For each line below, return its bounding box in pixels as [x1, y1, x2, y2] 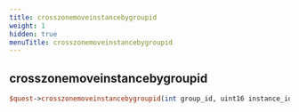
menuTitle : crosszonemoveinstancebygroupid [9, 37, 174, 47]
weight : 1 [9, 21, 46, 30]
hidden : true [9, 29, 58, 38]
